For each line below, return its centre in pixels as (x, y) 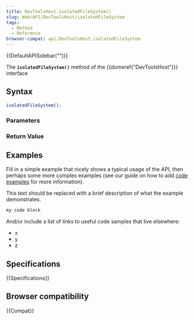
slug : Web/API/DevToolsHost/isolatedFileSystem (66, 17)
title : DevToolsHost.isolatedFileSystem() (59, 11)
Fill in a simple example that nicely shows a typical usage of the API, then (95, 169)
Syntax (19, 92)
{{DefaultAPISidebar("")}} (37, 56)
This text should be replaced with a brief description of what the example (95, 193)
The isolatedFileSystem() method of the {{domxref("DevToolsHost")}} (92, 67)
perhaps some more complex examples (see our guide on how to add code (97, 176)
